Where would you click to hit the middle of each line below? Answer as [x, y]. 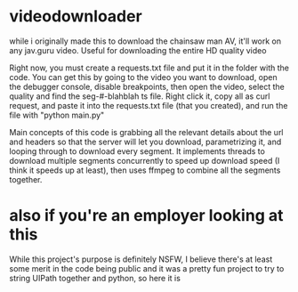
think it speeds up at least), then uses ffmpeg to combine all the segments [145, 170]
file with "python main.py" [57, 115]
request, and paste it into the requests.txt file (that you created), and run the [149, 105]
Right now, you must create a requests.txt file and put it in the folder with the [149, 68]
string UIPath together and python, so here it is [95, 278]
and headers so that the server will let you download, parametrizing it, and [145, 142]
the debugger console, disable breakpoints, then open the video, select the [147, 86]
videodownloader [76, 16]
